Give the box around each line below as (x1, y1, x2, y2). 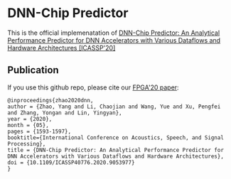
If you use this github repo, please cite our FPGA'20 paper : (7, 83, 179, 92)
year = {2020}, (7, 115, 53, 122)
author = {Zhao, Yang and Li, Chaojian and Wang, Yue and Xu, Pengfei (7, 103, 221, 110)
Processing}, (7, 140, 46, 147)
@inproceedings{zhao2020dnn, (7, 97, 94, 104)
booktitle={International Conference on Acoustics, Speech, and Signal (7, 134, 224, 141)
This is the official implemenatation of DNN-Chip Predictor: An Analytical (7, 28, 220, 37)
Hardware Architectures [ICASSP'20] (7, 43, 116, 52)
